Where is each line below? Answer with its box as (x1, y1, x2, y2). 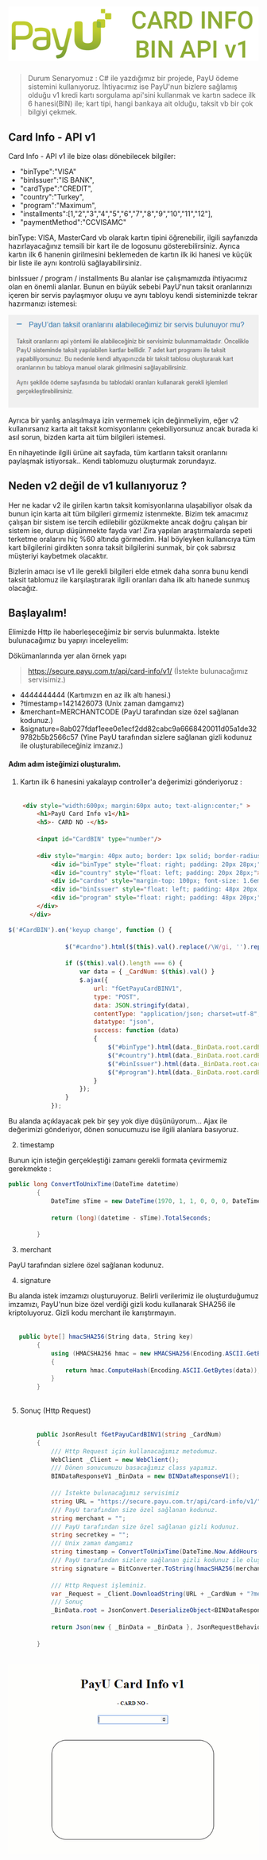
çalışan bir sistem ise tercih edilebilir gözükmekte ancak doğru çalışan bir (8, 517, 248, 527)
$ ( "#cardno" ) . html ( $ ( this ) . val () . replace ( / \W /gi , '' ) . (64, 942, 251, 951)
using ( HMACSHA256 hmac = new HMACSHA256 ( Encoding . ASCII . (50, 1349, 247, 1357)
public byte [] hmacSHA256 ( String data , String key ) (18, 1333, 194, 1341)
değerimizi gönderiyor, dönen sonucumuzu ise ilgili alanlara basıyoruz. (8, 1125, 239, 1135)
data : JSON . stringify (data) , (93, 1001, 191, 1009)
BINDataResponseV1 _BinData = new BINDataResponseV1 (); (50, 1472, 240, 1480)
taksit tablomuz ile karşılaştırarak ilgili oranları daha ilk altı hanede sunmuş (8, 574, 250, 584)
